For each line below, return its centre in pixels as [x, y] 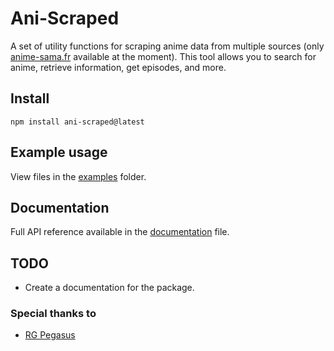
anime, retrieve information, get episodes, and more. [118, 67]
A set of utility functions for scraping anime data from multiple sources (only [167, 46]
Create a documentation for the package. [109, 288]
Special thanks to [53, 314]
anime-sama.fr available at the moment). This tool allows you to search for [163, 56]
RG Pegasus [50, 335]
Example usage [59, 152]
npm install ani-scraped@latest [77, 122]
